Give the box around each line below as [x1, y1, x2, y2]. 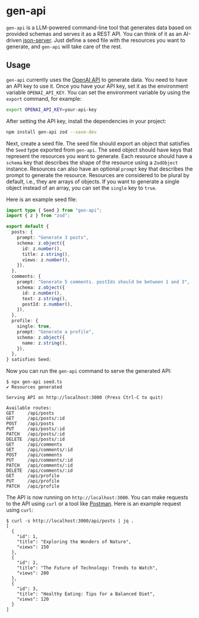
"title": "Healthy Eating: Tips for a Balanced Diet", [17, 591, 156, 597]
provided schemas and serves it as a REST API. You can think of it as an [6, 30, 182, 37]
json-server [23, 36, 52, 44]
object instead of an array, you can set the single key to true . [6, 184, 157, 191]
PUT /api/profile [6, 478, 60, 484]
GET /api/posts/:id [6, 416, 65, 422]
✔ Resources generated [6, 384, 62, 390]
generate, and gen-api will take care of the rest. [6, 43, 122, 50]
